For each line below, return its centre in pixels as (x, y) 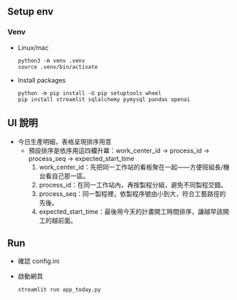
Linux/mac (33, 47)
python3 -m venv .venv (51, 61)
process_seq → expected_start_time (81, 158)
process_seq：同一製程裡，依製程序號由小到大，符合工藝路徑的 (132, 193)
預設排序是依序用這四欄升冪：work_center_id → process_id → (119, 150)
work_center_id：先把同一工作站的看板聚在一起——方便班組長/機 (134, 167)
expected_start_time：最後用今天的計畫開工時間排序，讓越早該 (131, 211)
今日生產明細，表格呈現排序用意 (64, 141)
